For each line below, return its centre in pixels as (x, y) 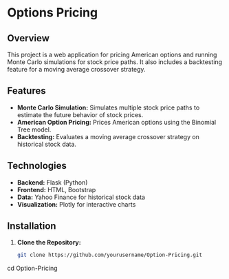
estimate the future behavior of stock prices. (80, 114)
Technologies (37, 166)
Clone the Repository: (49, 242)
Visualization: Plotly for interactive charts (76, 204)
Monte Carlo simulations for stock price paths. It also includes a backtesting (115, 62)
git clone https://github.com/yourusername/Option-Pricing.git (110, 255)
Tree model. (34, 130)
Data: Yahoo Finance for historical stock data (81, 197)
